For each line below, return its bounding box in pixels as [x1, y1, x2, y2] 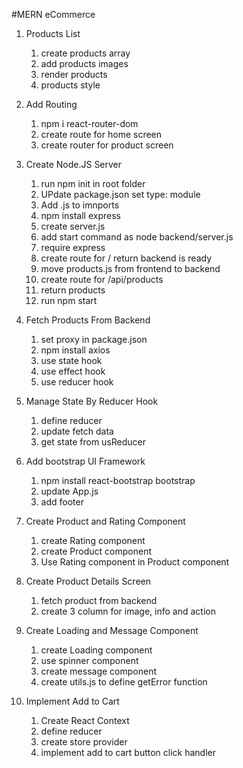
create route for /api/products [40, 274, 164, 285]
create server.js [40, 220, 106, 232]
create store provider [40, 736, 128, 748]
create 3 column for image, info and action [40, 605, 216, 617]
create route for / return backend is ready [40, 252, 213, 264]
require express [40, 242, 106, 253]
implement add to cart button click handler [40, 747, 216, 758]
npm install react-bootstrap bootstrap [40, 475, 196, 486]
